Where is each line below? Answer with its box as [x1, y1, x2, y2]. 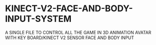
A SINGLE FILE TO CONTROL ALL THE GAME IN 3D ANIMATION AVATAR [5, 29, 152, 35]
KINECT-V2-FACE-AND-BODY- [5, 3, 133, 14]
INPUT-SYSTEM [5, 13, 72, 24]
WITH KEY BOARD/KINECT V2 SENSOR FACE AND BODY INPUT [5, 35, 134, 41]
